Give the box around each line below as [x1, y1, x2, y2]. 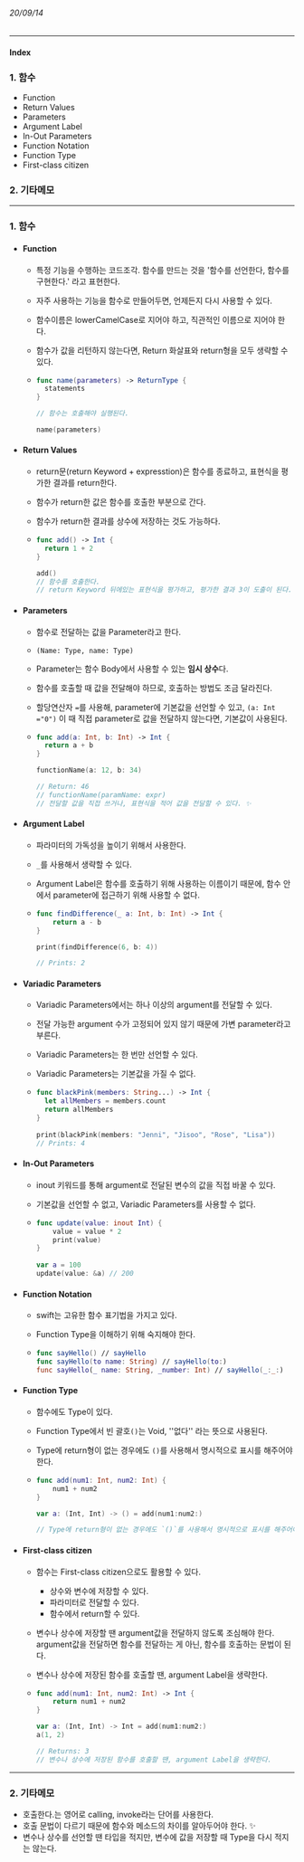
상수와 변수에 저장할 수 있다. [49, 1585, 149, 1596]
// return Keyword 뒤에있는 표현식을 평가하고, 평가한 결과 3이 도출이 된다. [35, 585, 292, 594]
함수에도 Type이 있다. [35, 1406, 113, 1417]
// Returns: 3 [35, 1746, 90, 1755]
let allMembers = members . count [43, 1097, 166, 1106]
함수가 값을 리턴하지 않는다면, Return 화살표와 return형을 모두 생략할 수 [35, 345, 289, 356]
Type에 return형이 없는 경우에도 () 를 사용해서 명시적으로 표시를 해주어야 [35, 1444, 293, 1456]
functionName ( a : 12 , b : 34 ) [35, 765, 142, 775]
